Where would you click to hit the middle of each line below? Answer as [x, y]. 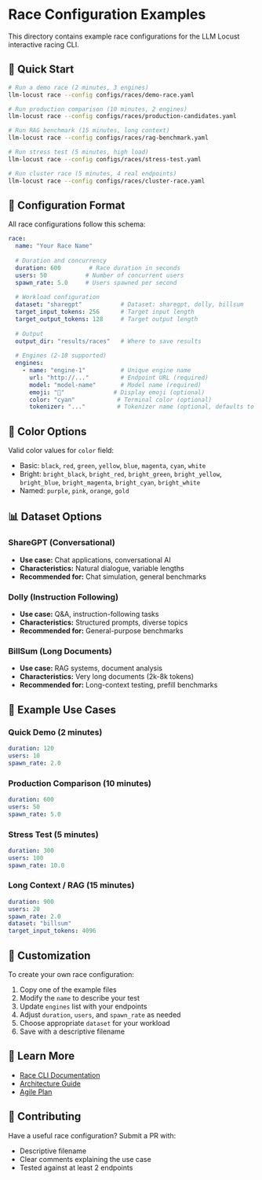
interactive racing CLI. [44, 44]
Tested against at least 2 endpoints [76, 1167]
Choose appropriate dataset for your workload [95, 1023]
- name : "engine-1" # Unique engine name [107, 371]
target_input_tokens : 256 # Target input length [105, 312]
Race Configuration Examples [107, 15]
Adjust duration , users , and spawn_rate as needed [100, 1015]
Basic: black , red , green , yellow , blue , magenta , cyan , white [113, 466]
